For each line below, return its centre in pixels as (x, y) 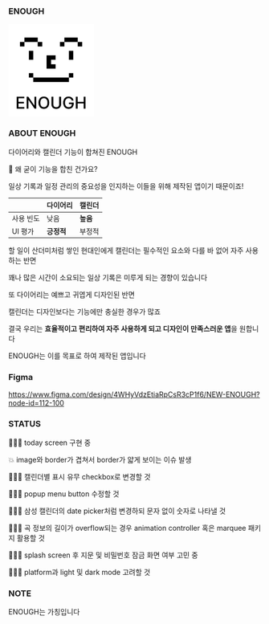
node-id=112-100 (36, 403)
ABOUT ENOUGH (42, 133)
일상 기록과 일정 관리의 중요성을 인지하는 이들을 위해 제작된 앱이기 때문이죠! (126, 186)
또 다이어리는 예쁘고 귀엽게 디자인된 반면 (71, 295)
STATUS (25, 424)
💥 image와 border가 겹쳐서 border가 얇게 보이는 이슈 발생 (100, 459)
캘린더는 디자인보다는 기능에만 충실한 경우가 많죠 (85, 312)
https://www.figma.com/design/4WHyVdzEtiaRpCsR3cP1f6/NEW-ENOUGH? (134, 394)
